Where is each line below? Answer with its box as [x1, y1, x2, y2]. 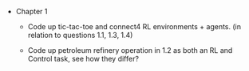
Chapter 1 [15, 7, 48, 16]
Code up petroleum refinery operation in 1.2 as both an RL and [27, 46, 233, 54]
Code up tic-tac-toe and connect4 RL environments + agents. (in [27, 22, 242, 31]
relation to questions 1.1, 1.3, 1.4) [27, 31, 133, 39]
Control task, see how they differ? [27, 54, 140, 63]
